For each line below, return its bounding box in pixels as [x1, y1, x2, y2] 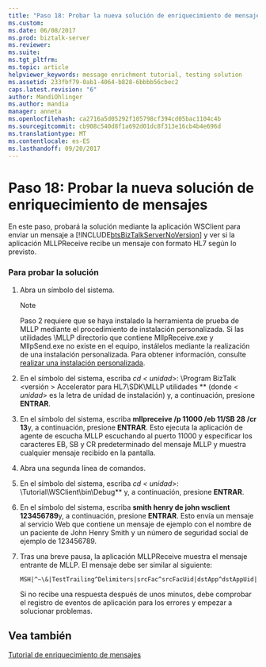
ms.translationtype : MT [8, 129, 87, 137]
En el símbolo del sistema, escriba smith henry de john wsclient [19, 502, 230, 512]
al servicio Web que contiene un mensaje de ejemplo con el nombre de [19, 519, 252, 529]
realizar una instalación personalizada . [19, 358, 146, 368]
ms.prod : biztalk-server [8, 33, 90, 42]
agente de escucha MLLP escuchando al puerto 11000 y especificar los [19, 430, 253, 441]
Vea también [8, 629, 72, 642]
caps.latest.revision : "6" [8, 85, 97, 94]
